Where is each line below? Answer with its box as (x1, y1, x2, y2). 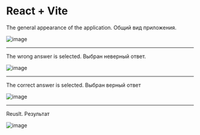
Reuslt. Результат (6, 110, 50, 117)
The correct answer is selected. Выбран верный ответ (6, 81, 141, 88)
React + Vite (6, 4, 68, 18)
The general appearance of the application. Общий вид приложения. (6, 24, 177, 31)
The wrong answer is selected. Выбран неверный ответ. (6, 53, 146, 60)
